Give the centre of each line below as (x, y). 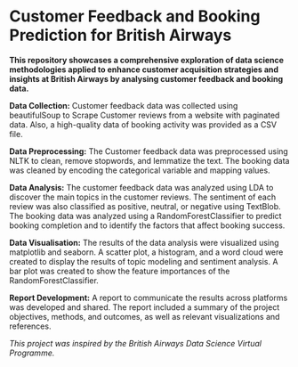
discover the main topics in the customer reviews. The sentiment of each (143, 197)
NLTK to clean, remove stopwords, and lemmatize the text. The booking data (149, 160)
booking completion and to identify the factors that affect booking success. (147, 225)
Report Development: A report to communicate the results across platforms (149, 298)
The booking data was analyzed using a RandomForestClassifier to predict (145, 216)
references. (30, 326)
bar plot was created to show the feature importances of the (120, 271)
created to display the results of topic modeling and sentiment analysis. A (144, 261)
